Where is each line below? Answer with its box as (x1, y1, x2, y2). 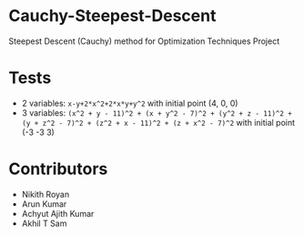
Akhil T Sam (21, 218, 67, 229)
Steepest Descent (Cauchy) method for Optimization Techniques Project (8, 36, 279, 46)
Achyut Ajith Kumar (21, 208, 95, 219)
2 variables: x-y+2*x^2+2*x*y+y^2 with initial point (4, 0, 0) (21, 97, 238, 108)
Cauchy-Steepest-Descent (8, 5, 217, 26)
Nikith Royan (21, 189, 70, 200)
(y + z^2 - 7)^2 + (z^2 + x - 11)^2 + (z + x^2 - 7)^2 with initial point (21, 117, 296, 128)
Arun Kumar (21, 198, 67, 210)
